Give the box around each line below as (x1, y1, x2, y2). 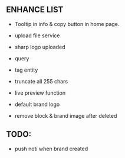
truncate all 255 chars (14, 78, 68, 85)
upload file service (14, 32, 60, 39)
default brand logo (14, 101, 60, 108)
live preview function (14, 89, 66, 96)
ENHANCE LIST (6, 5, 64, 15)
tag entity (14, 66, 38, 73)
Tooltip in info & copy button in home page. (14, 20, 120, 27)
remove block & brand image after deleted (14, 112, 117, 119)
